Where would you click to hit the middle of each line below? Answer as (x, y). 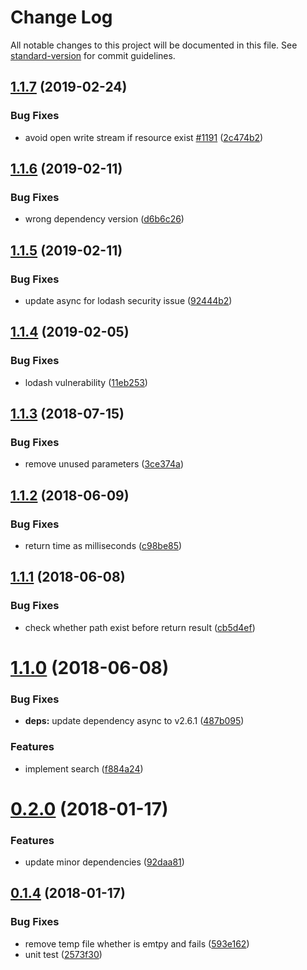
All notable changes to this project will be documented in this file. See (154, 45)
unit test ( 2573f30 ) (63, 954)
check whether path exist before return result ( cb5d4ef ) (140, 627)
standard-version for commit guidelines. (93, 55)
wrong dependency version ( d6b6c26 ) (104, 219)
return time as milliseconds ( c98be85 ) (103, 546)
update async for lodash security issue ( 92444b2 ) (128, 300)
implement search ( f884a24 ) (84, 768)
